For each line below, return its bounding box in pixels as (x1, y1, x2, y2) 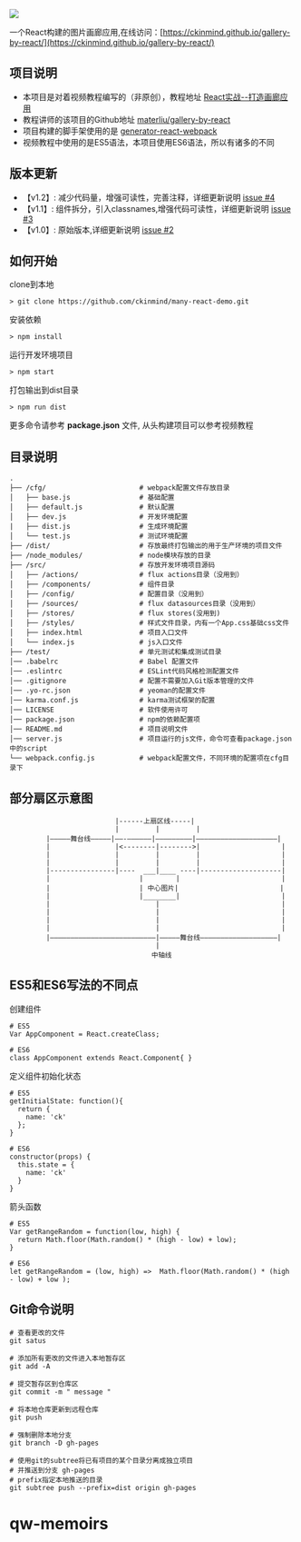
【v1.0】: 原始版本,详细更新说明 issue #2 (22, 224, 174, 235)
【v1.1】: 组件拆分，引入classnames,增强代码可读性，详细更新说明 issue (22, 203, 292, 214)
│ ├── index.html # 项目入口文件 (9, 628, 189, 638)
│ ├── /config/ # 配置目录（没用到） (9, 590, 209, 599)
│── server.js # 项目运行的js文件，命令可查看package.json (9, 734, 293, 744)
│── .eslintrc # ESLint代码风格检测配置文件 (9, 667, 240, 676)
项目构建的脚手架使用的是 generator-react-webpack (22, 125, 218, 136)
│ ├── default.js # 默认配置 (9, 502, 175, 512)
